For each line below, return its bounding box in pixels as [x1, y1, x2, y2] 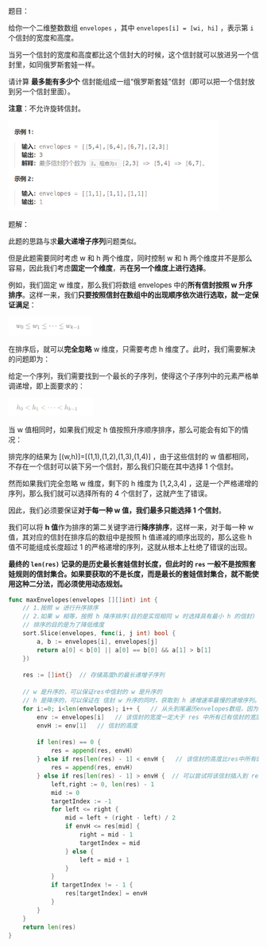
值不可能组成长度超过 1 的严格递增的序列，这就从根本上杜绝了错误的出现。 [8, 542, 252, 551]
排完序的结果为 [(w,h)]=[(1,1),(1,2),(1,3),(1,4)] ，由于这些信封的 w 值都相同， [8, 451, 253, 461]
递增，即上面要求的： [14, 381, 85, 391]
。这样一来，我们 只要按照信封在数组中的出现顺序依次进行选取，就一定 [22, 290, 252, 300]
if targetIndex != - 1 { [50, 881, 133, 889]
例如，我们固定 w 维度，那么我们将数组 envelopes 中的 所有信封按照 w [8, 280, 238, 290]
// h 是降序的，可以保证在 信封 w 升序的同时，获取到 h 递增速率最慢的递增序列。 [22, 696, 261, 705]
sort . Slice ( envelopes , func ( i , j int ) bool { [22, 629, 176, 637]
